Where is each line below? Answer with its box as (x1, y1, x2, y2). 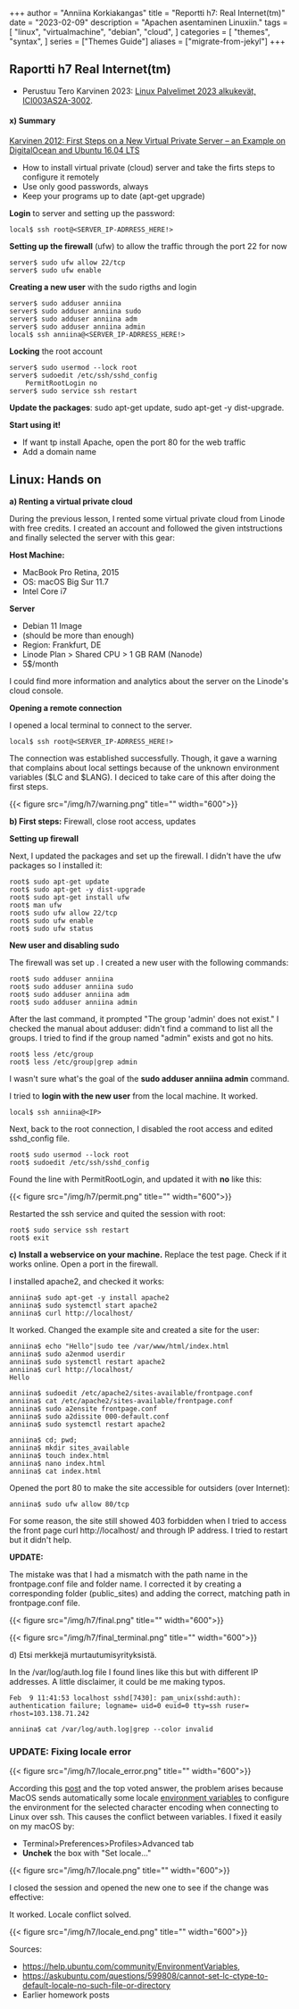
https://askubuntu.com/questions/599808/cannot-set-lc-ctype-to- (21, 1971, 269, 1981)
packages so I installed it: (9, 859, 103, 870)
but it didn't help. (9, 1534, 72, 1544)
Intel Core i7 (21, 585, 67, 597)
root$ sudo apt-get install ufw (9, 892, 129, 901)
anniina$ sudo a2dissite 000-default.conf (9, 1411, 170, 1421)
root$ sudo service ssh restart (9, 1226, 129, 1235)
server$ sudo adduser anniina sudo (9, 307, 142, 316)
